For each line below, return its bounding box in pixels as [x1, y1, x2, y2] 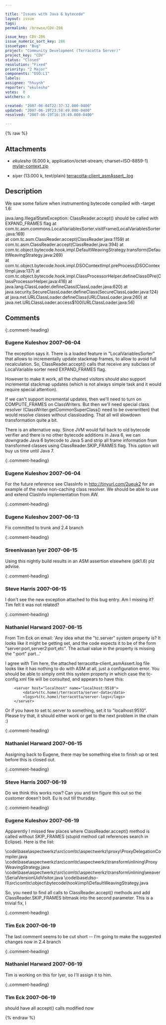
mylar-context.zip [12, 163, 49, 169]
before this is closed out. [5, 756, 56, 762]
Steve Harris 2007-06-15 [5, 585, 67, 592]
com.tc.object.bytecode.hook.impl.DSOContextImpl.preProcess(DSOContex [5, 262, 160, 268]
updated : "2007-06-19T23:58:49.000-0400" [5, 108, 92, 113]
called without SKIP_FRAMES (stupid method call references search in [5, 834, 149, 840]
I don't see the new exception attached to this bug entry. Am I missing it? [5, 597, 154, 603]
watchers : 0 [5, 94, 30, 99]
